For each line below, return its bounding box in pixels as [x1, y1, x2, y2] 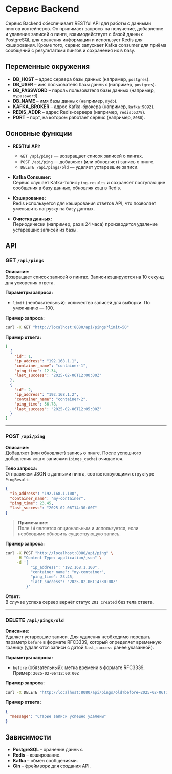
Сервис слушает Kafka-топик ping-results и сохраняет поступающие [12, 179, 165, 185]
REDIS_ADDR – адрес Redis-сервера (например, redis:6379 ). [12, 109, 146, 115]
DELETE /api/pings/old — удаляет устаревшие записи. [20, 164, 139, 170]
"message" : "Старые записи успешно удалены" [10, 714, 106, 719]
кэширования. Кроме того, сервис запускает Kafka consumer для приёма [5, 42, 167, 48]
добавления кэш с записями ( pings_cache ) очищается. [5, 455, 124, 462]
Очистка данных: [12, 216, 52, 222]
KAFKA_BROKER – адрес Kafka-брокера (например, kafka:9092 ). [12, 103, 155, 110]
